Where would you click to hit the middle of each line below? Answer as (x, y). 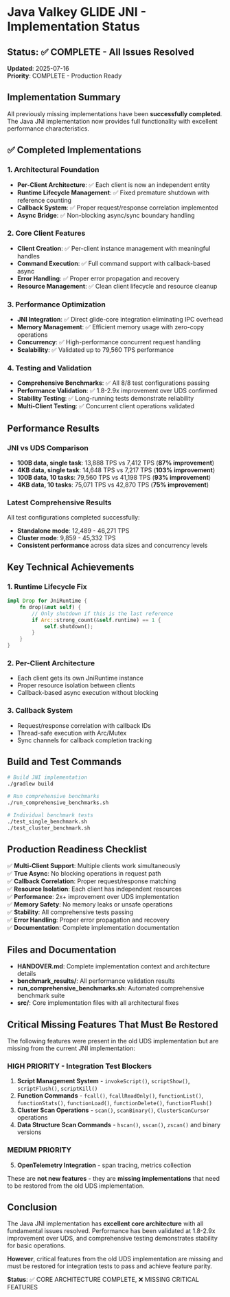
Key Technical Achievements (71, 567)
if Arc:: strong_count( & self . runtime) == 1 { (96, 620)
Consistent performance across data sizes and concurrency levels (112, 545)
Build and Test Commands (65, 762)
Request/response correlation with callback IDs (84, 725)
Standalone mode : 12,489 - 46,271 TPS (73, 531)
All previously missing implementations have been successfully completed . (115, 113)
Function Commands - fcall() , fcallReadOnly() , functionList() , (110, 1096)
